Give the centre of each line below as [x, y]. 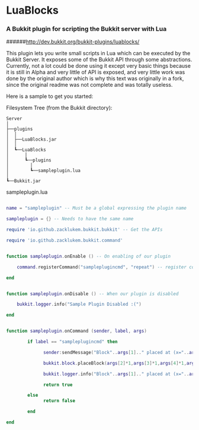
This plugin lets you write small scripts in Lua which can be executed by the [98, 53]
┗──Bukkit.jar [24, 181]
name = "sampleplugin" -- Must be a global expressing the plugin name [96, 208]
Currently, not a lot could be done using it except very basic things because [99, 66]
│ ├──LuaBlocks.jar [32, 140]
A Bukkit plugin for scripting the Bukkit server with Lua [86, 29]
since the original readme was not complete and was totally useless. [89, 85]
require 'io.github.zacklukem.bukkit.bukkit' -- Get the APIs [84, 230]
